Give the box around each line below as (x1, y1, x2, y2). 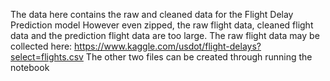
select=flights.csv (10, 51, 84, 63)
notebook (10, 62, 50, 73)
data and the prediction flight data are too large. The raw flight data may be (10, 30, 320, 41)
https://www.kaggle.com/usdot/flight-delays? (74, 40, 262, 52)
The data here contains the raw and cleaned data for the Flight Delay (10, 9, 294, 20)
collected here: (10, 40, 73, 52)
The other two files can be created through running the (85, 51, 313, 63)
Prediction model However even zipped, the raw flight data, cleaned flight (10, 19, 314, 31)
